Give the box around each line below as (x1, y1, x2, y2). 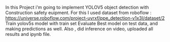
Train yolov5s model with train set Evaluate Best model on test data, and (5, 20, 158, 26)
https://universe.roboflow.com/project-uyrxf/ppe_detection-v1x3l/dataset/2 (5, 15, 165, 21)
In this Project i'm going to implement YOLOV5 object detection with (5, 5, 149, 10)
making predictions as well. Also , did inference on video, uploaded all (5, 26, 153, 32)
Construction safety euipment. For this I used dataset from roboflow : (5, 10, 152, 16)
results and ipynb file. (5, 31, 51, 37)
